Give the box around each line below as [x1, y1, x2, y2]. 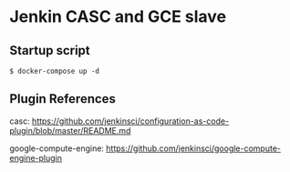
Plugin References [9, 91, 117, 106]
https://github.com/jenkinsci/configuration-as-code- [31, 116, 230, 126]
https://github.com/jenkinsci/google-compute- [106, 143, 281, 154]
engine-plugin [9, 152, 62, 163]
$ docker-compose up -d [9, 66, 100, 76]
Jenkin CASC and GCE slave [9, 6, 226, 27]
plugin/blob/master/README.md [9, 125, 131, 136]
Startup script [9, 43, 91, 58]
